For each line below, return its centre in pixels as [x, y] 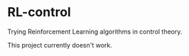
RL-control [39, 12]
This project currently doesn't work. [60, 45]
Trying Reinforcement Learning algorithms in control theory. [95, 31]
